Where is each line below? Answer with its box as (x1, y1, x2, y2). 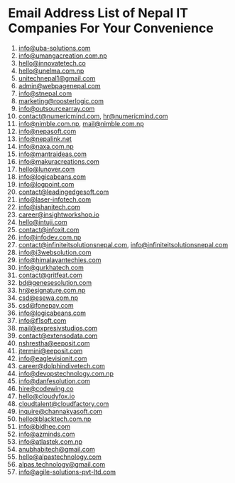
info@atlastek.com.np (18, 437, 83, 446)
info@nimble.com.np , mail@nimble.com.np (18, 119, 144, 128)
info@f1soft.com (18, 316, 67, 325)
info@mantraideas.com (18, 150, 87, 158)
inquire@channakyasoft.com (18, 407, 103, 415)
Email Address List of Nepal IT (8, 5, 189, 21)
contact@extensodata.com (18, 331, 98, 340)
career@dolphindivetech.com (18, 361, 106, 370)
